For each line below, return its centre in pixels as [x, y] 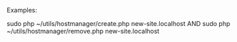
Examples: [22, 10]
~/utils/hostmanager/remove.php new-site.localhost [83, 31]
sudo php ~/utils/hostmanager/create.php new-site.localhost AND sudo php [118, 23]
